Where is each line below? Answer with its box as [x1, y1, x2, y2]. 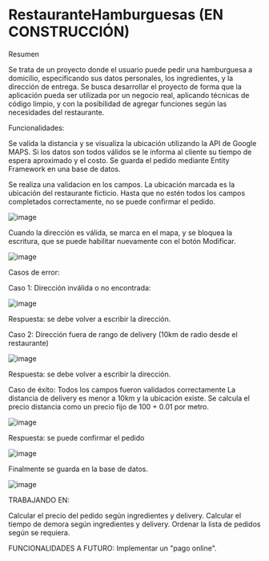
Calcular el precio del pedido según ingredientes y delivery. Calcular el [8, 510, 242, 520]
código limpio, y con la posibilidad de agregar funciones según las [8, 99, 227, 108]
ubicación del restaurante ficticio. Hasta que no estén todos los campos [8, 188, 246, 197]
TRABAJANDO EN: [8, 495, 70, 505]
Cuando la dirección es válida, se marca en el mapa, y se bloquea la [8, 227, 233, 238]
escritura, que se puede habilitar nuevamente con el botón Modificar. [8, 236, 236, 246]
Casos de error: [8, 267, 60, 277]
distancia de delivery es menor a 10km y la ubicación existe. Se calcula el [8, 393, 251, 403]
